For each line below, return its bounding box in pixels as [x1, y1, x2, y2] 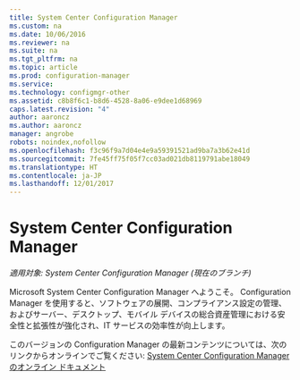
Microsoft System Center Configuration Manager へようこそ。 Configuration [9, 287, 291, 298]
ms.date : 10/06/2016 [9, 30, 87, 38]
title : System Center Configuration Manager [9, 13, 178, 22]
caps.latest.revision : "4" [9, 105, 110, 114]
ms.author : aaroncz [9, 122, 82, 131]
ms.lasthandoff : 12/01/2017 [9, 180, 115, 189]
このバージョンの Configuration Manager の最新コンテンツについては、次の [9, 339, 287, 350]
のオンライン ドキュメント [9, 361, 106, 372]
